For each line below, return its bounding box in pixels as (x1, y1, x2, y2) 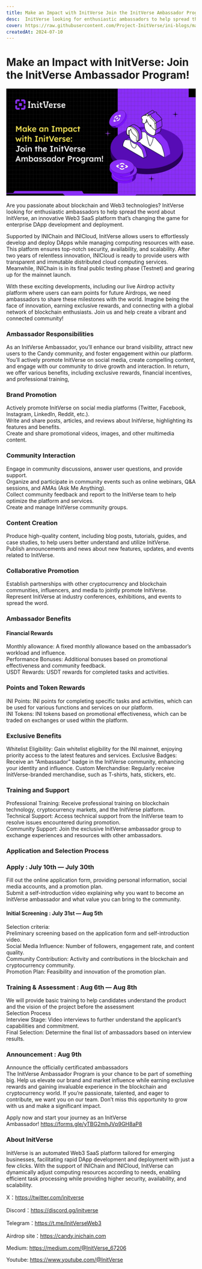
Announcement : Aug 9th (6, 1050, 82, 1059)
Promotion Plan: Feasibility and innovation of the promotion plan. (6, 968, 167, 975)
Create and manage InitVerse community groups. (6, 504, 128, 511)
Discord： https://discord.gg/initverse (6, 1206, 99, 1214)
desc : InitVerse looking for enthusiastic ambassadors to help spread (6, 16, 189, 22)
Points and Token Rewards (6, 683, 85, 692)
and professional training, (6, 375, 70, 382)
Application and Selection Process (6, 847, 109, 855)
